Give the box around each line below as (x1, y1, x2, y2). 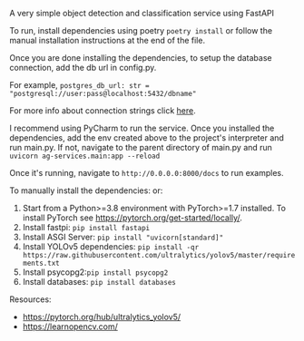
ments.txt (22, 258, 61, 268)
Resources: (9, 294, 52, 305)
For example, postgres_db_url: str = (9, 80, 150, 90)
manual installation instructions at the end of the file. (9, 35, 206, 45)
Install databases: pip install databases (22, 277, 177, 287)
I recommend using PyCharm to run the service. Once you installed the (9, 122, 275, 133)
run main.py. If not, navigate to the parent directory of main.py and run (9, 142, 272, 152)
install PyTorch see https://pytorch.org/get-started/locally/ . (22, 212, 243, 223)
